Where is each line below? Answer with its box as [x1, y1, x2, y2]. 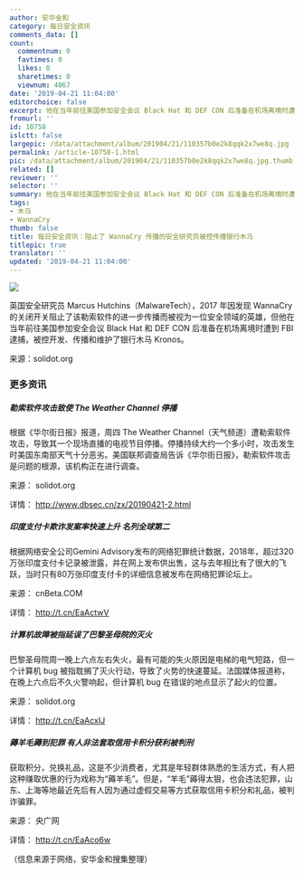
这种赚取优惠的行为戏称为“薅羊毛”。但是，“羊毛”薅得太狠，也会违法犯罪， [9, 773, 285, 783]
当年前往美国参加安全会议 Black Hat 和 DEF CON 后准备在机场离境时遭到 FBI [9, 323, 294, 333]
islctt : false [9, 131, 63, 140]
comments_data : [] [9, 30, 79, 39]
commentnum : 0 [17, 47, 71, 56]
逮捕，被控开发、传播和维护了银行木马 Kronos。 [9, 334, 189, 345]
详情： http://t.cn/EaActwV [9, 607, 109, 618]
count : [9, 38, 34, 48]
